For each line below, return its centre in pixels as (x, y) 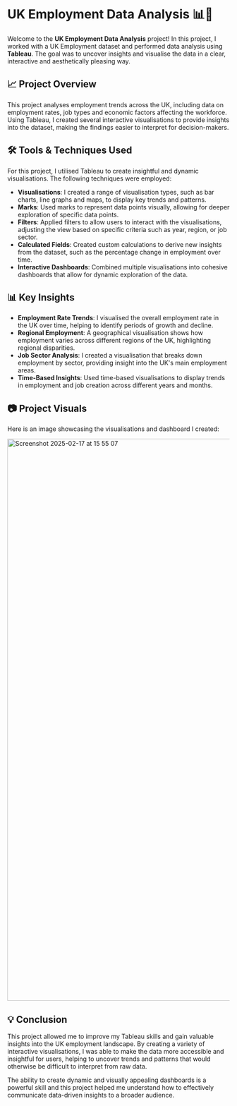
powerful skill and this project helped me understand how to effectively (110, 1087)
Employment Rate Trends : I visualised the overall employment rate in (118, 318)
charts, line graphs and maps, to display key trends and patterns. (112, 200)
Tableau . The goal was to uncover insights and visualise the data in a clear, (117, 54)
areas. (27, 370)
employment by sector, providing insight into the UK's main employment (122, 363)
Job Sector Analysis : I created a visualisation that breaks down (110, 355)
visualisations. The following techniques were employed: (90, 178)
